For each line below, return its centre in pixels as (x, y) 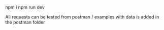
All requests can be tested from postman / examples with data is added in (82, 17)
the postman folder (25, 22)
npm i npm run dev (25, 7)
